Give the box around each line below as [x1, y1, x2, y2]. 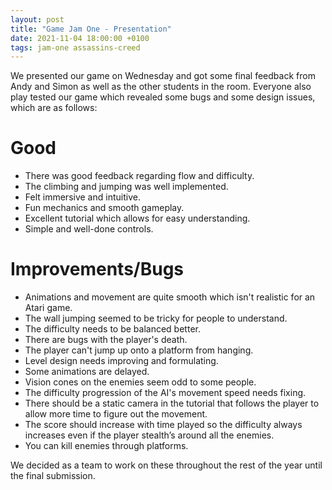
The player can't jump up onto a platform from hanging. [24, 344, 254, 356]
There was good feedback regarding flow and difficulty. [24, 170, 255, 182]
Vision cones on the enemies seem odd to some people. [24, 376, 257, 388]
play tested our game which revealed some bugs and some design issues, [10, 91, 316, 103]
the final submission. [10, 470, 96, 482]
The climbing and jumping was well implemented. [24, 181, 229, 193]
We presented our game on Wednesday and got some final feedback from [10, 70, 316, 82]
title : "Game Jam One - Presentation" [10, 24, 172, 34]
